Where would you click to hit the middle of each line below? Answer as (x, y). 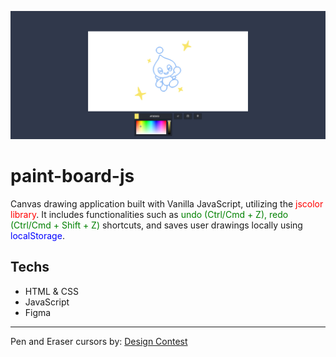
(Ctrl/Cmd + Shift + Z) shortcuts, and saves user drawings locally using (156, 225)
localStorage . (37, 235)
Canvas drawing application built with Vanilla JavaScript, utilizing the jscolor (167, 203)
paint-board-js (72, 175)
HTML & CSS (51, 291)
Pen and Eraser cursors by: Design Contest (99, 341)
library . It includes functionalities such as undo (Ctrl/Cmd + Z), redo (149, 214)
